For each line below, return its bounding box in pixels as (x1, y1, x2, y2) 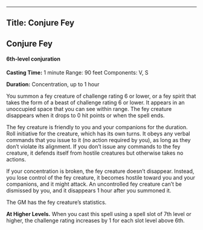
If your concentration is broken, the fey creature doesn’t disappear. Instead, (6, 167, 195, 175)
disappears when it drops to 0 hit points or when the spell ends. (6, 112, 165, 119)
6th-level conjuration (6, 55, 60, 63)
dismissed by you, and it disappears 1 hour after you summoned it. (6, 186, 172, 194)
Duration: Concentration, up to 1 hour (6, 80, 100, 88)
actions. (6, 155, 26, 163)
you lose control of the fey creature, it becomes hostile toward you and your (6, 174, 195, 181)
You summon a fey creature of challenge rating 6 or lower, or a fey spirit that (6, 92, 196, 100)
